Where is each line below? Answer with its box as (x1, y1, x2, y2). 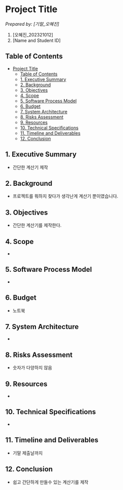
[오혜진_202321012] (12, 31, 53, 37)
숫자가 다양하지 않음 (12, 364, 52, 371)
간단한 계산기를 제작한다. (12, 222, 62, 228)
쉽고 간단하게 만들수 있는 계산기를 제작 (12, 479, 89, 485)
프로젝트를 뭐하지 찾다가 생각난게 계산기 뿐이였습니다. (12, 193, 118, 199)
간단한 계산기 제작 (12, 164, 48, 170)
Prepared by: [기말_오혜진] (5, 21, 59, 27)
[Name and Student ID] (12, 37, 61, 44)
